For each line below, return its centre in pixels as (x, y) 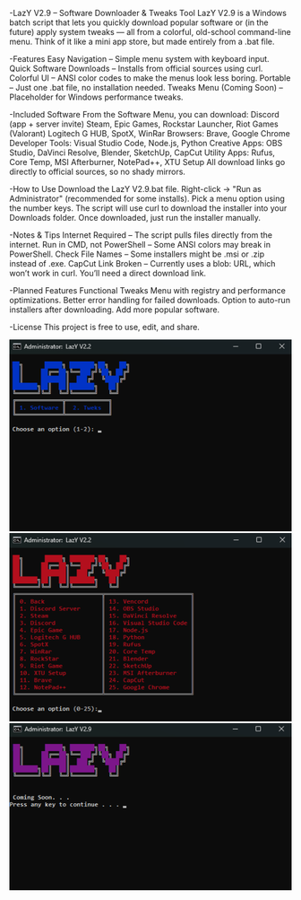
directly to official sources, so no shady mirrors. (98, 171)
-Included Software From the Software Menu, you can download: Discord (144, 114)
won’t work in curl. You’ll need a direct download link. (108, 273)
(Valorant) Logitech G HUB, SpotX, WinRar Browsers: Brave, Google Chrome (150, 133)
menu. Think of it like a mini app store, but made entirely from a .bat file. (142, 41)
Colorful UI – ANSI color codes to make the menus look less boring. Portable (150, 78)
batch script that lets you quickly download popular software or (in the (139, 22)
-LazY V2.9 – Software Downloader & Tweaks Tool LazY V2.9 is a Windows (148, 13)
